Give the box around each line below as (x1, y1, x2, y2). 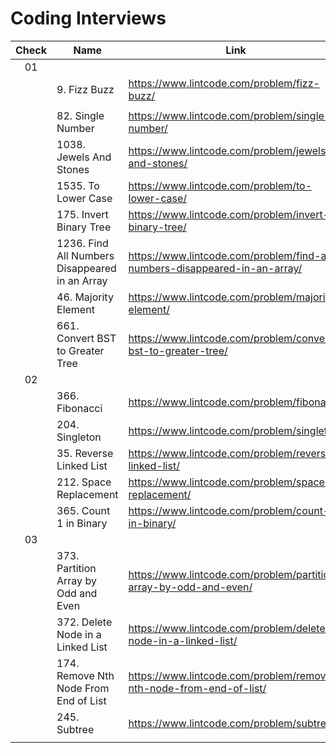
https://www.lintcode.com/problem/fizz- (128, 76, 320, 90)
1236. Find (56, 236, 109, 250)
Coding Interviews (10, 7, 167, 30)
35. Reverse (56, 446, 114, 460)
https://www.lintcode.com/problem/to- (128, 178, 313, 192)
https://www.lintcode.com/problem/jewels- (128, 143, 333, 157)
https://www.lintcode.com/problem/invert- (128, 207, 330, 221)
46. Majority (56, 290, 114, 304)
